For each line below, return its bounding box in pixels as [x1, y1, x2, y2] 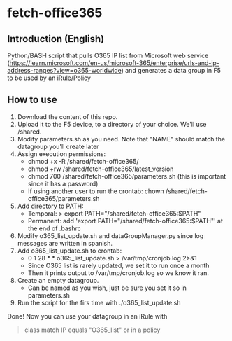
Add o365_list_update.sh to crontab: [17, 246, 122, 255]
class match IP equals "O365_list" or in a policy [24, 326, 161, 334]
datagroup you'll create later [17, 142, 99, 151]
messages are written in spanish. [17, 239, 113, 247]
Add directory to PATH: [17, 202, 84, 210]
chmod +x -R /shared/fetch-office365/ [27, 157, 139, 165]
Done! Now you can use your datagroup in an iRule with [7, 312, 168, 320]
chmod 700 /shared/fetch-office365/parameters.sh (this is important [27, 172, 226, 180]
